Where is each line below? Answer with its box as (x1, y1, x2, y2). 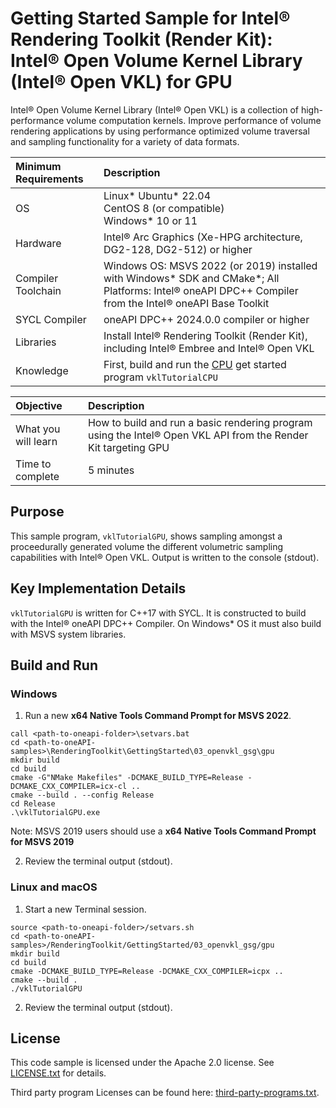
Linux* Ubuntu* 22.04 (103, 188, 212, 202)
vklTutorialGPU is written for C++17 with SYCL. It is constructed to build (10, 607, 307, 619)
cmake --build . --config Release (10, 790, 155, 801)
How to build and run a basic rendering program (87, 415, 313, 429)
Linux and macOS (10, 880, 98, 894)
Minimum (15, 159, 62, 173)
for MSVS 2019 (10, 836, 75, 848)
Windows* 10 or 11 (103, 213, 198, 227)
